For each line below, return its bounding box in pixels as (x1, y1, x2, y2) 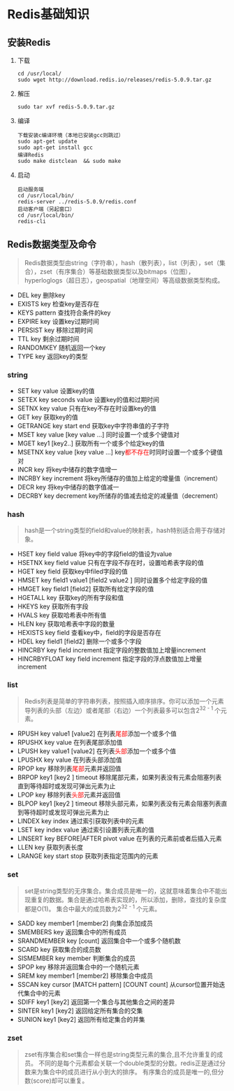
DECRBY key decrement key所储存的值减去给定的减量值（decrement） (17, 492, 222, 500)
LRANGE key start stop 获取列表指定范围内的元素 (17, 852, 159, 860)
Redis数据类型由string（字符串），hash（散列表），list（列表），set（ (24, 258, 220, 266)
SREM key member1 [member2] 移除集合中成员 (17, 971, 154, 980)
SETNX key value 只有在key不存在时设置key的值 (17, 404, 157, 413)
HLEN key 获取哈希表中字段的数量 (17, 620, 115, 628)
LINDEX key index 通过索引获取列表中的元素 (17, 817, 145, 825)
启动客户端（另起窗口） (17, 206, 75, 213)
